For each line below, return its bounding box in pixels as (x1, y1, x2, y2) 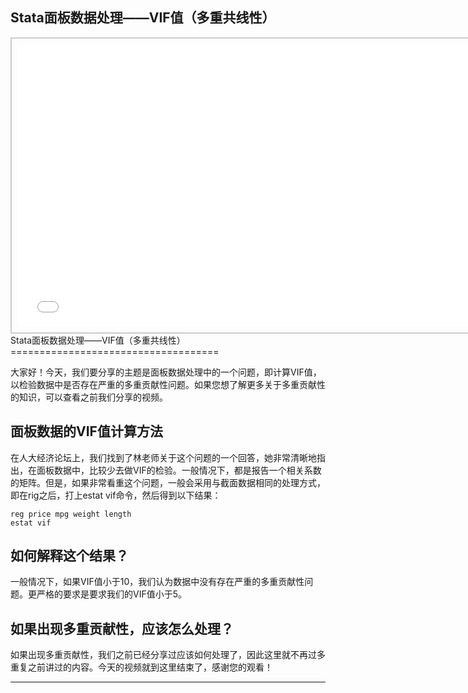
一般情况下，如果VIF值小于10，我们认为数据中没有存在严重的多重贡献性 (10, 576, 305, 588)
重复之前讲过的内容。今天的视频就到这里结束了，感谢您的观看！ (10, 661, 273, 673)
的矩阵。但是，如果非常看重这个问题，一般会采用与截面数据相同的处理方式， (10, 476, 326, 488)
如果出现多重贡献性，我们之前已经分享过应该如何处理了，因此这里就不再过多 (10, 649, 326, 661)
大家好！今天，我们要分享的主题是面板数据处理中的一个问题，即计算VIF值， (10, 366, 322, 378)
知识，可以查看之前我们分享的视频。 (18, 391, 168, 403)
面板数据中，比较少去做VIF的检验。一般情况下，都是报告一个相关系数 (36, 464, 322, 476)
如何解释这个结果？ (10, 548, 129, 565)
